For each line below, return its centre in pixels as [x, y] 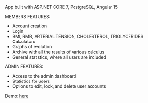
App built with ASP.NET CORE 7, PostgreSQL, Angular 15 [61, 7]
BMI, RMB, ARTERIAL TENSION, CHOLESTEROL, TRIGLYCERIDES [78, 36]
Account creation [29, 26]
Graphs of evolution [32, 47]
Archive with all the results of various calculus [58, 52]
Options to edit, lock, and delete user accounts [59, 86]
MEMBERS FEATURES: [28, 16]
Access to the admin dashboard [44, 76]
